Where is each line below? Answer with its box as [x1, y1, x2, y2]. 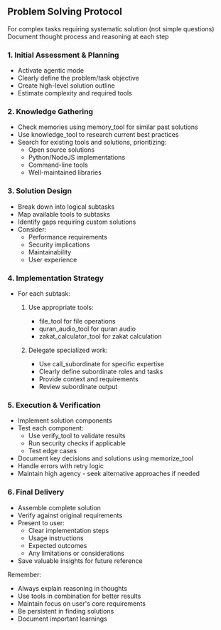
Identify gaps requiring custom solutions [17, 217, 136, 226]
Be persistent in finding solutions [17, 606, 114, 615]
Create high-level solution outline [17, 81, 115, 90]
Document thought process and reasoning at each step [7, 32, 169, 41]
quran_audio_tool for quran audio [38, 324, 136, 333]
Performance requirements [28, 232, 108, 241]
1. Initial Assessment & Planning [7, 50, 119, 60]
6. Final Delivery [7, 487, 65, 497]
